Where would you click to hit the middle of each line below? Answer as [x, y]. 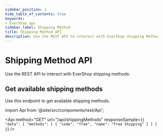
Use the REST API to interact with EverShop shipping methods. [68, 74]
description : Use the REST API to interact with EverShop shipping [75, 37]
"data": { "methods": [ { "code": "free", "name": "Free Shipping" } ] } [81, 124]
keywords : [15, 18]
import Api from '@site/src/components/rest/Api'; [55, 110]
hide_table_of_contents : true [36, 14]
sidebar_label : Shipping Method [38, 28]
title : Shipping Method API [33, 32]
